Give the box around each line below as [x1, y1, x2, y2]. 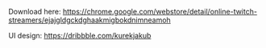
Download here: [8, 7, 61, 16]
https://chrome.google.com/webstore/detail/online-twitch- [62, 7, 258, 16]
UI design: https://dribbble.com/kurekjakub [8, 31, 152, 40]
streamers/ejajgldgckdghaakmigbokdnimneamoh [8, 15, 171, 25]
